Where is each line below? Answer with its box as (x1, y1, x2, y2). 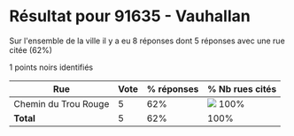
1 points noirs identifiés (9, 62, 94, 72)
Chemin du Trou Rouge (13, 97, 110, 110)
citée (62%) (9, 44, 53, 55)
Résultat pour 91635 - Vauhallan (9, 6, 251, 26)
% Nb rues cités (207, 82, 277, 94)
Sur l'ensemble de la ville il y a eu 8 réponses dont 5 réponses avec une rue (9, 35, 285, 46)
